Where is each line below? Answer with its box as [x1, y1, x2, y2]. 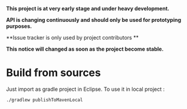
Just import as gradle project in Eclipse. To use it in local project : [6, 85, 165, 93]
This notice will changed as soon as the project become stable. [6, 45, 164, 52]
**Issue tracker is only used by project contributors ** [6, 34, 139, 41]
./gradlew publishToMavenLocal [6, 97, 83, 103]
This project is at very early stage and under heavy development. [6, 5, 170, 12]
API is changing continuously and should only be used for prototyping [6, 16, 182, 23]
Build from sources [6, 66, 101, 80]
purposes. [6, 23, 32, 29]
